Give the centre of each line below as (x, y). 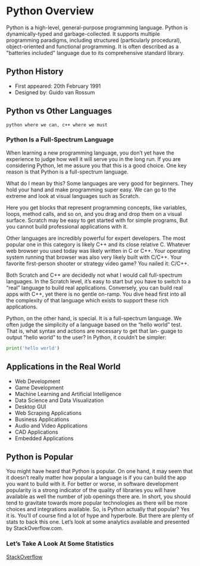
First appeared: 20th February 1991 (58, 86)
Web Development (37, 381)
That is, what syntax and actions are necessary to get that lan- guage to (94, 331)
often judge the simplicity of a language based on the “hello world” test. (94, 324)
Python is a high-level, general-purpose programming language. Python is (97, 27)
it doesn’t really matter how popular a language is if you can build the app (96, 478)
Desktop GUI (30, 406)
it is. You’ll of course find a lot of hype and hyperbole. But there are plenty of (100, 516)
